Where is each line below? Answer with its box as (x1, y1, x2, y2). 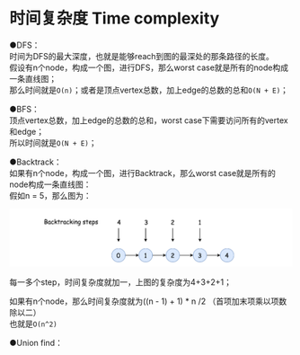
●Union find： (9, 337, 63, 348)
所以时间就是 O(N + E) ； (9, 137, 97, 148)
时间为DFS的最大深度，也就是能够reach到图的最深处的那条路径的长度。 (9, 50, 274, 61)
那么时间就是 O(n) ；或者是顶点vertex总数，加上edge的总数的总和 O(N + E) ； (9, 84, 289, 95)
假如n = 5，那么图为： (9, 190, 92, 200)
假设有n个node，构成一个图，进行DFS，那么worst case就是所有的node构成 (9, 62, 289, 73)
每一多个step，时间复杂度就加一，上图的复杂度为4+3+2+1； (9, 276, 232, 288)
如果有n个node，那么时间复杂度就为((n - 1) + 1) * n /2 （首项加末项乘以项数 (9, 296, 287, 306)
